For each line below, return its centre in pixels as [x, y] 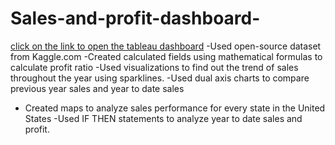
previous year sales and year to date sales [97, 88]
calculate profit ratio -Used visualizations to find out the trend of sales [154, 67]
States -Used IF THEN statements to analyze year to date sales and [163, 118]
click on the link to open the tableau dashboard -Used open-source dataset [166, 46]
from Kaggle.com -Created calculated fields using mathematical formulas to [166, 56]
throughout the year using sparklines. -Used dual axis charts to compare [160, 78]
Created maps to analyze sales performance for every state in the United [175, 108]
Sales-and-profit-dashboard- [135, 18]
